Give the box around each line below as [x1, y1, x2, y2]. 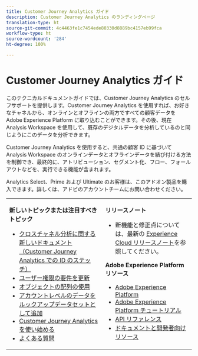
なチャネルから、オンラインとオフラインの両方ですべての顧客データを [6, 109, 176, 116]
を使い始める [19, 325, 55, 333]
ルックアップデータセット [19, 300, 90, 308]
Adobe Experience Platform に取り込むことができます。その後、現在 [6, 116, 172, 124]
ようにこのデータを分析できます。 [11, 131, 94, 138]
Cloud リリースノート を [115, 238, 181, 247]
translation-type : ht [6, 19, 60, 25]
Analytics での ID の [19, 256, 74, 264]
